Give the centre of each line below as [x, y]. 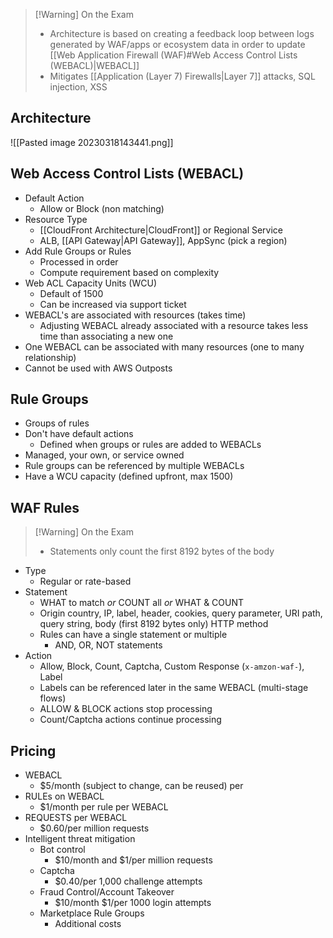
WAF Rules [45, 507]
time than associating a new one [106, 336]
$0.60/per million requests [94, 828]
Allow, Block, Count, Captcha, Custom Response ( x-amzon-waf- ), [172, 666]
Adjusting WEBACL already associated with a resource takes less [174, 325]
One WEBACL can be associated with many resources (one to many [164, 346]
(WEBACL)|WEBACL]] [94, 65]
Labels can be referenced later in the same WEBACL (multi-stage [174, 688]
